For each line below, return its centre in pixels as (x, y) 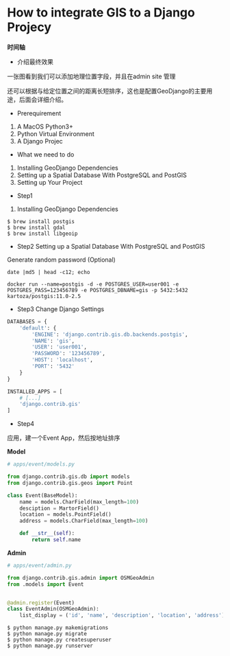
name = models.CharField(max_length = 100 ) (79, 502)
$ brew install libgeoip (42, 234)
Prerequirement (39, 113)
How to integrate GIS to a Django (101, 13)
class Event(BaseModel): (42, 495)
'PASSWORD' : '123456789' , (69, 354)
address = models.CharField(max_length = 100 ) (84, 521)
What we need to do (46, 154)
